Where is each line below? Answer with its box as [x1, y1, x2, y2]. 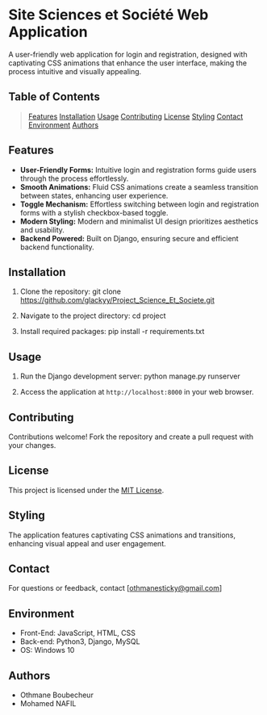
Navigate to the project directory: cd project [19, 311, 167, 320]
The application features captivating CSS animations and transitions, [8, 530, 236, 540]
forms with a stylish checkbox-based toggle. [19, 207, 169, 217]
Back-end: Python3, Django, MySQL [19, 637, 140, 646]
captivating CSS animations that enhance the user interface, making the [8, 58, 248, 68]
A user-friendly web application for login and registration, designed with [8, 49, 248, 59]
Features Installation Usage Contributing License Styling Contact [27, 111, 244, 121]
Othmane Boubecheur [19, 690, 94, 700]
